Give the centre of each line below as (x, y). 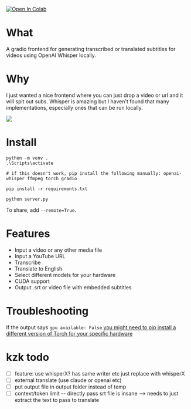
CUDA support (32, 281)
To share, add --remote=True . (41, 210)
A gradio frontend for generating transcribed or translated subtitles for (91, 49)
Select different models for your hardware (65, 275)
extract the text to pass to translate (57, 400)
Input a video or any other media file (58, 250)
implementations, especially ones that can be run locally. (75, 107)
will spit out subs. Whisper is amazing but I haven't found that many (88, 101)
